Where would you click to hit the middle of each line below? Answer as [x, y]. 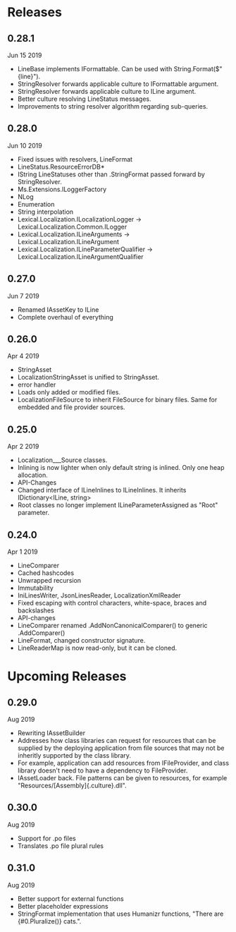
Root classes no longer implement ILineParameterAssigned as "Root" [118, 505]
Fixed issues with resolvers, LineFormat [75, 159]
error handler [37, 385]
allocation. [32, 475]
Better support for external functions [71, 898]
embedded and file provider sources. [71, 407]
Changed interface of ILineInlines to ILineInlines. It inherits [102, 490]
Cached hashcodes [46, 573]
